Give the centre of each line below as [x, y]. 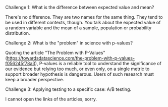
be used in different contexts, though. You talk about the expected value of [83, 22]
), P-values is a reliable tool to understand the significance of [98, 63]
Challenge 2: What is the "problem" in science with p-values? [69, 43]
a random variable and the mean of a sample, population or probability [78, 28]
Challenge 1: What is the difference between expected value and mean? [80, 7]
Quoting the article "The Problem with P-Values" [55, 53]
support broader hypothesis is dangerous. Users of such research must [79, 74]
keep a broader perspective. [35, 79]
